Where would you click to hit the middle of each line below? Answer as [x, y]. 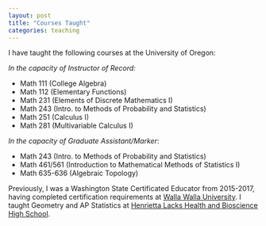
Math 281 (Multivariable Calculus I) [76, 126]
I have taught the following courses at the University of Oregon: [112, 53]
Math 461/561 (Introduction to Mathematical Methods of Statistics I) [130, 165]
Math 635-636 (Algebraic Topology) [79, 173]
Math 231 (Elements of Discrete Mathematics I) [96, 101]
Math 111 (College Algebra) [63, 83]
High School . [29, 214]
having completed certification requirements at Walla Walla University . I [125, 197]
